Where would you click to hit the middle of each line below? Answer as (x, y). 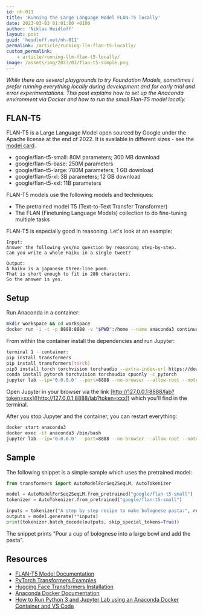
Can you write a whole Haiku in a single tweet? (69, 253)
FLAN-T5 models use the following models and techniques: (80, 195)
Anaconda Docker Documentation (57, 593)
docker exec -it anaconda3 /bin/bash (54, 433)
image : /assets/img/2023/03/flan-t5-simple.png (67, 62)
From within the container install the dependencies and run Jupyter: (91, 341)
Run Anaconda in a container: (43, 313)
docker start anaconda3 (36, 428)
